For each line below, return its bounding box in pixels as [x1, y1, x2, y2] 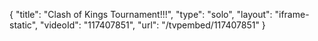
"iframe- [274, 9, 310, 20]
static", [9, 19, 39, 31]
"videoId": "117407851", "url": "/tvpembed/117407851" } [40, 19, 266, 31]
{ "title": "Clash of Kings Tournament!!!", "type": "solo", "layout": [9, 9, 273, 20]
